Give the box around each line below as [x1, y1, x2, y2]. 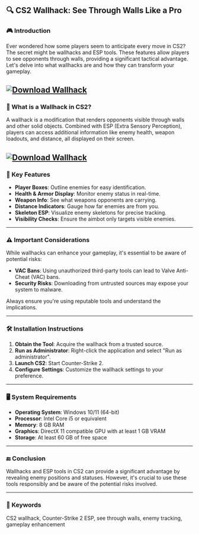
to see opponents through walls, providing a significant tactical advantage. [6, 55, 188, 62]
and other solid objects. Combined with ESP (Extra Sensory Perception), [6, 122, 182, 130]
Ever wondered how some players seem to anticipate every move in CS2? [6, 42, 186, 49]
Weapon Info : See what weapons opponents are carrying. [14, 196, 157, 204]
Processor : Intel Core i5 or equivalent [14, 414, 107, 422]
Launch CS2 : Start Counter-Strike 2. [14, 359, 104, 366]
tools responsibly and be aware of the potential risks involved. [6, 480, 158, 488]
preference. [14, 372, 44, 379]
